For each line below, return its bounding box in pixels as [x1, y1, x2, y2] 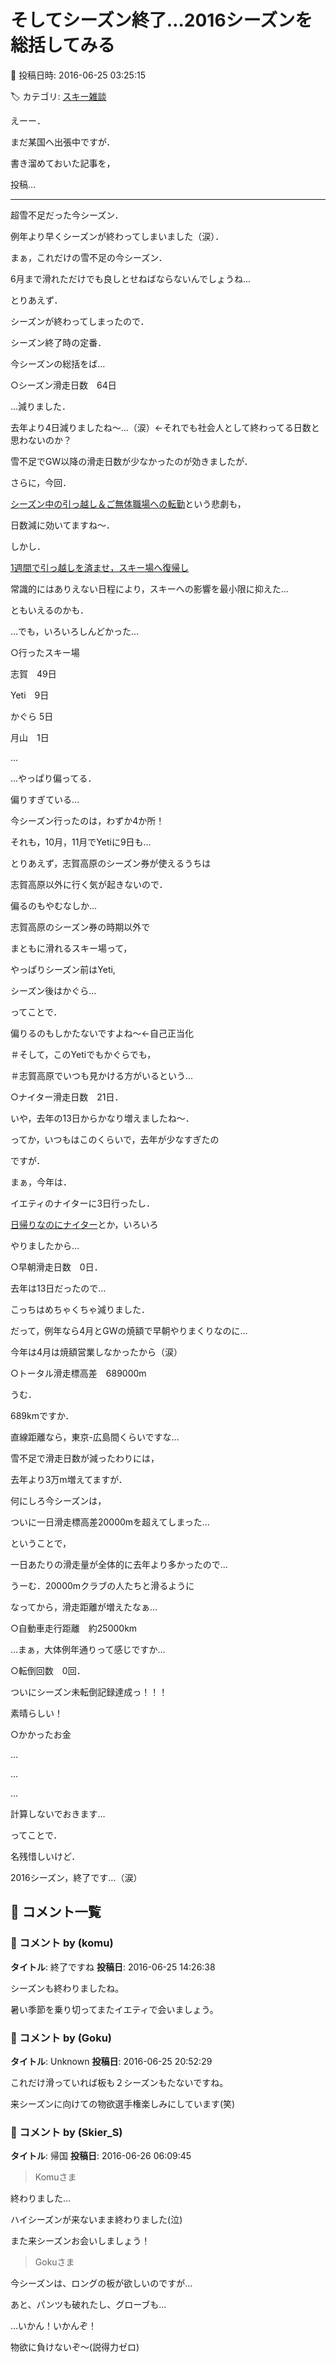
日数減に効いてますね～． [10, 519, 115, 531]
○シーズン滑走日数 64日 [10, 379, 117, 391]
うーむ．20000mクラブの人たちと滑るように [10, 1579, 195, 1591]
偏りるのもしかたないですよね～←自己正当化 [10, 1027, 194, 1039]
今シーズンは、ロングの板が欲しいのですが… [10, 2277, 193, 2290]
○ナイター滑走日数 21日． [10, 1091, 124, 1103]
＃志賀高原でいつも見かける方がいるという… [10, 1069, 194, 1081]
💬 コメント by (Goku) [10, 2031, 112, 2045]
